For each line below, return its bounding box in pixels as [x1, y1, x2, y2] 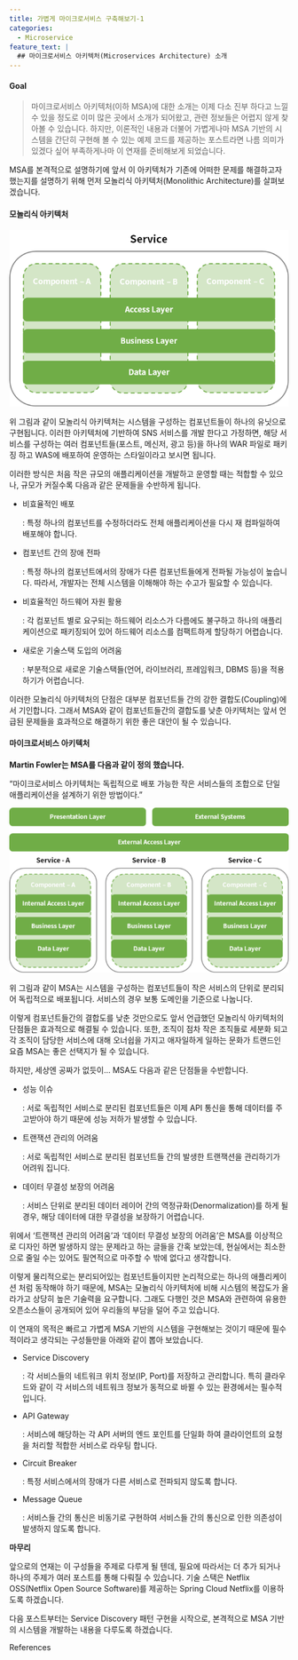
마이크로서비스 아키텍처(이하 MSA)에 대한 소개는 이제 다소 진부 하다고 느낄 [30, 101, 289, 112]
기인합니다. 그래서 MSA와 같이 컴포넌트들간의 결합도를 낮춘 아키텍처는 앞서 [18, 704, 278, 715]
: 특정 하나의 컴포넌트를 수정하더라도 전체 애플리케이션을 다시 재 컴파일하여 [21, 517, 281, 528]
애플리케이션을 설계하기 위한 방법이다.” [9, 789, 144, 799]
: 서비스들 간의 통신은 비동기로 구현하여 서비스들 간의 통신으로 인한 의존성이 [21, 1513, 283, 1523]
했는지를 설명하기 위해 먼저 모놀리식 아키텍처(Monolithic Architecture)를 [9, 176, 262, 187]
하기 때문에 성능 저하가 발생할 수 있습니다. [52, 1114, 198, 1124]
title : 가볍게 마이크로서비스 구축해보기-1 [9, 14, 145, 23]
